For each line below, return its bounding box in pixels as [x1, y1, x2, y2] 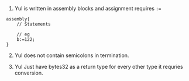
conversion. [14, 69, 43, 76]
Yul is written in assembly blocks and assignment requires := [14, 5, 161, 12]
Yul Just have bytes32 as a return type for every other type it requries [14, 64, 183, 70]
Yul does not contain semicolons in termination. [14, 52, 129, 59]
